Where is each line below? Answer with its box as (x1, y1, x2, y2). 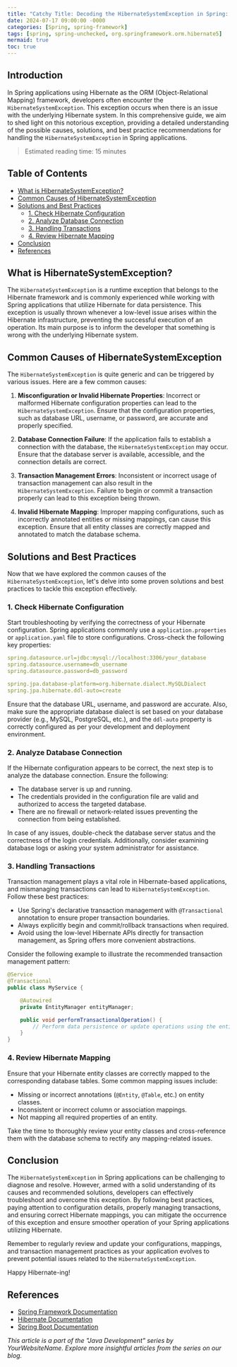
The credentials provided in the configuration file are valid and (17, 792, 199, 801)
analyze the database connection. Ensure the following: (7, 771, 169, 780)
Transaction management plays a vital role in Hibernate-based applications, (7, 877, 227, 886)
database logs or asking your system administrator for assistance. (7, 843, 200, 853)
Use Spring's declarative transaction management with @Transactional (17, 906, 224, 915)
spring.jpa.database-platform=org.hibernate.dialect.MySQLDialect (7, 680, 207, 687)
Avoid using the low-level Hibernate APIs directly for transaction (17, 928, 204, 938)
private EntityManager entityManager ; (20, 1003, 134, 1010)
